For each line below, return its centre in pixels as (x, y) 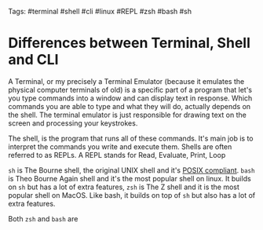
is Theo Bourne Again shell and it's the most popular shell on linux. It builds (130, 178)
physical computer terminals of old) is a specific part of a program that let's (130, 89)
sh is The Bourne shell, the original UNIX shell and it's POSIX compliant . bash (131, 170)
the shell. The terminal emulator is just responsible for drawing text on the (128, 115)
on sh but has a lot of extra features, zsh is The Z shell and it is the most (124, 187)
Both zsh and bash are (43, 218)
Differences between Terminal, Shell (130, 43)
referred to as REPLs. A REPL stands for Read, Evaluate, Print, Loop (117, 155)
